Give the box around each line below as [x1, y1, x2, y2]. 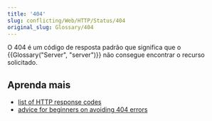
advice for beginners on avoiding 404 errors [17, 105, 148, 114]
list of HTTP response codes [17, 98, 102, 107]
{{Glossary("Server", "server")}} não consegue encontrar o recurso [7, 51, 205, 59]
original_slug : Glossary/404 [7, 23, 94, 31]
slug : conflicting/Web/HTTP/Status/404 [7, 17, 126, 24]
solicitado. [7, 58, 38, 67]
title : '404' [7, 10, 46, 18]
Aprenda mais [7, 79, 71, 91]
